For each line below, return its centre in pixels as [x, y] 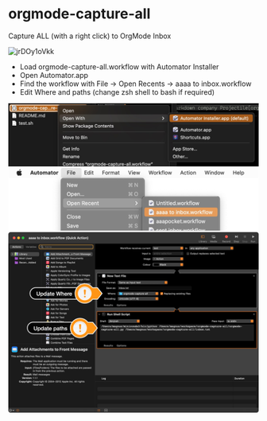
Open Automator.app [54, 75]
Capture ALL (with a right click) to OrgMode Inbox [90, 36]
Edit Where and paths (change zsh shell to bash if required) [117, 92]
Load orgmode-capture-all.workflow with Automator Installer [119, 66]
